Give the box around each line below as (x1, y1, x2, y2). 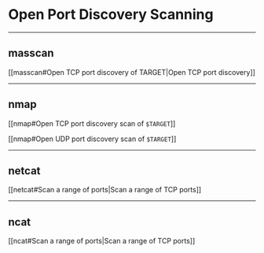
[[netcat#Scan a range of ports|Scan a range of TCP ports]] (8, 185, 202, 195)
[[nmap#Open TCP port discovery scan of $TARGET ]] (8, 118, 176, 128)
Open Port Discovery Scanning (8, 6, 214, 24)
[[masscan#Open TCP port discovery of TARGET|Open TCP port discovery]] (8, 67, 255, 76)
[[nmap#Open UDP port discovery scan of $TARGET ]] (8, 134, 177, 143)
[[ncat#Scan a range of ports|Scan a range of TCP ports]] (8, 236, 196, 246)
